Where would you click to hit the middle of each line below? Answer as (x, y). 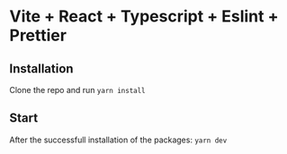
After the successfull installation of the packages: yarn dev (118, 140)
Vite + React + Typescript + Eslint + (144, 17)
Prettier (38, 35)
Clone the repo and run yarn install (77, 90)
